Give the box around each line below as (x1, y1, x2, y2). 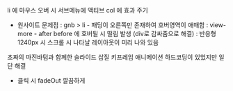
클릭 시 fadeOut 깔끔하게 (17, 76, 86, 85)
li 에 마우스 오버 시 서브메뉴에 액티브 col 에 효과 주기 (7, 6, 148, 14)
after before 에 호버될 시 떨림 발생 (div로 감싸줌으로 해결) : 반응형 (38, 30, 217, 38)
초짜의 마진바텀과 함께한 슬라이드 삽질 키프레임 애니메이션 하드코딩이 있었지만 (7, 53, 218, 61)
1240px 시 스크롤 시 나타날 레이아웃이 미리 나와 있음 (17, 38, 159, 47)
